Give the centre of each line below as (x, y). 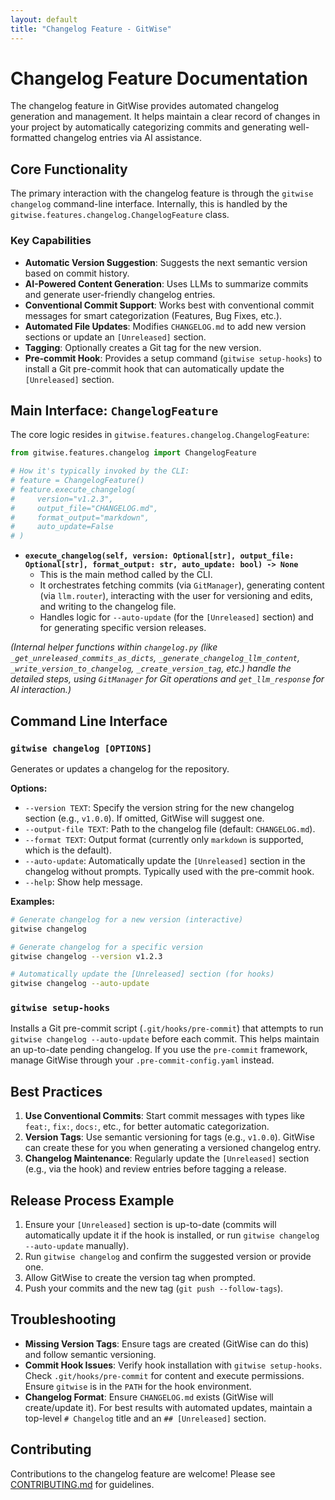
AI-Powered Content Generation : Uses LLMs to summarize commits (166, 283)
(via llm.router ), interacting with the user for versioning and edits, (176, 596)
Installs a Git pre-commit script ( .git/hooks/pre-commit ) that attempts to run (167, 1028)
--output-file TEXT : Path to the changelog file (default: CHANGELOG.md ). (170, 828)
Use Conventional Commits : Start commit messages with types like (164, 1116)
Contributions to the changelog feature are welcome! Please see (143, 1473)
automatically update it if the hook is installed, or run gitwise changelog (172, 1235)
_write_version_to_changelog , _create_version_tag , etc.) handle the (151, 668)
